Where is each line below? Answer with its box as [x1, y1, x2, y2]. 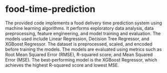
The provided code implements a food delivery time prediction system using [5, 20, 162, 26]
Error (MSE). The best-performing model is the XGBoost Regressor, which [5, 57, 157, 63]
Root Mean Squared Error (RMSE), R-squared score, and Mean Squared [5, 51, 153, 58]
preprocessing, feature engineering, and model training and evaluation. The [5, 30, 161, 36]
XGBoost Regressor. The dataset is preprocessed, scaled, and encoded [5, 41, 152, 47]
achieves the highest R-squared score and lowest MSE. [5, 62, 119, 68]
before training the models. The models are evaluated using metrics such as [5, 46, 162, 52]
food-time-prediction [5, 3, 96, 15]
